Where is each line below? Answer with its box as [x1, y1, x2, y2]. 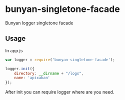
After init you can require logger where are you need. [5, 89, 114, 95]
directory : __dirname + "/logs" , [14, 71, 84, 76]
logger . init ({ [5, 66, 35, 71]
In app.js [5, 47, 23, 53]
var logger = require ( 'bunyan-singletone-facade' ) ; [5, 57, 115, 62]
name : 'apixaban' [14, 76, 50, 81]
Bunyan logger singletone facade [5, 20, 73, 26]
